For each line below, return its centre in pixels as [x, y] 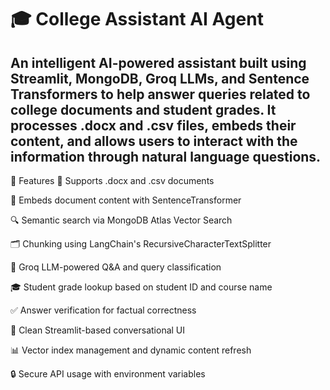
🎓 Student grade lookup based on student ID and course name [141, 287]
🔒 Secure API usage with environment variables [108, 374]
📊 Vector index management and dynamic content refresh [131, 350]
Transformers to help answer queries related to [160, 94]
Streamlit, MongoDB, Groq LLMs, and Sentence [160, 78]
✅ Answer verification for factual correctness [103, 310]
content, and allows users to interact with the [154, 141]
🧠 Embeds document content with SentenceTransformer [126, 200]
